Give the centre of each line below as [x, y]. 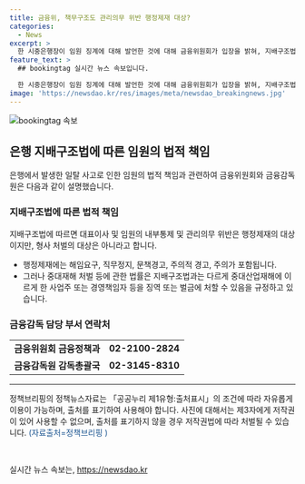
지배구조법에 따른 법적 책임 [64, 212]
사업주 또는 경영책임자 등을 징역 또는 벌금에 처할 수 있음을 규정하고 [167, 287]
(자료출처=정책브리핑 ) [69, 433]
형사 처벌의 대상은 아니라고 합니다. [96, 245]
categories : [32, 26]
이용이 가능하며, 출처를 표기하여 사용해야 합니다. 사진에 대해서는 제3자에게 [140, 410]
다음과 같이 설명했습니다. [70, 186]
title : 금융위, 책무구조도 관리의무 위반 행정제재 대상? [100, 18]
